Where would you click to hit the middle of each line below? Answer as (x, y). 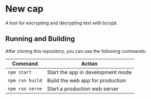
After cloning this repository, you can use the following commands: (76, 51)
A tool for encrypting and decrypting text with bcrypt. (62, 23)
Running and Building (40, 39)
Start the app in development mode (89, 72)
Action (90, 63)
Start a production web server (83, 88)
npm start (20, 72)
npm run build (25, 80)
